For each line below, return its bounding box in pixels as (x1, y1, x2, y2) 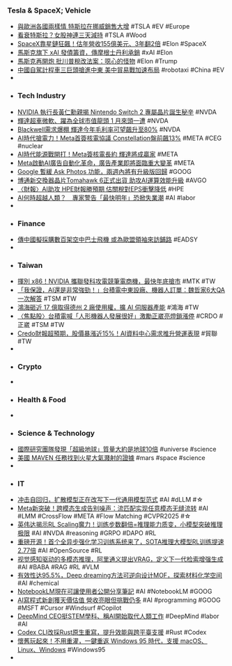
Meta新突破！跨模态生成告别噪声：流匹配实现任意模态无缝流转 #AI (17, 504, 209, 513)
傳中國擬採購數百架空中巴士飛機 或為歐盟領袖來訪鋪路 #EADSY (17, 235, 199, 244)
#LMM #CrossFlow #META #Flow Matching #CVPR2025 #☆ (17, 512, 192, 521)
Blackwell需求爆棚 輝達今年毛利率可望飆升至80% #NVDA (17, 125, 181, 134)
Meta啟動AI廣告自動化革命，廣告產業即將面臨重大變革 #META (17, 159, 195, 167)
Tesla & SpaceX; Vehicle (7, 6, 91, 15)
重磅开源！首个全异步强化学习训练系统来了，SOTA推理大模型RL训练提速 (17, 538, 224, 546)
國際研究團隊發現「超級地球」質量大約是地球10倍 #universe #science (17, 445, 217, 454)
